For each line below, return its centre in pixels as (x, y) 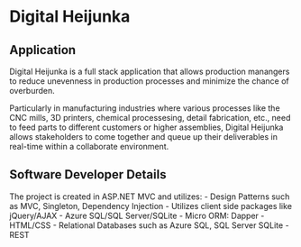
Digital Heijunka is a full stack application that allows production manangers (150, 71)
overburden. (32, 91)
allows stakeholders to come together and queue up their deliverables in (143, 137)
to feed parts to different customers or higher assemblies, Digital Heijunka (146, 127)
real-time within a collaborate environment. (89, 146)
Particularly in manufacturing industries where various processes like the (145, 108)
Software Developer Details (88, 174)
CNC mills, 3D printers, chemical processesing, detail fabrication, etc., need (150, 118)
